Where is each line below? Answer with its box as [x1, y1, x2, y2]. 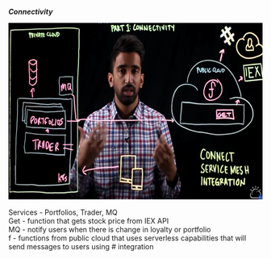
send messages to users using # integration [8, 242, 154, 251]
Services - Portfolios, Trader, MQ [8, 207, 119, 217]
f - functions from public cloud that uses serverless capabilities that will [8, 233, 247, 243]
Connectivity [8, 7, 53, 16]
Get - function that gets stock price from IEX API [8, 216, 169, 225]
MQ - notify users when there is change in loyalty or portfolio [8, 225, 211, 234]
